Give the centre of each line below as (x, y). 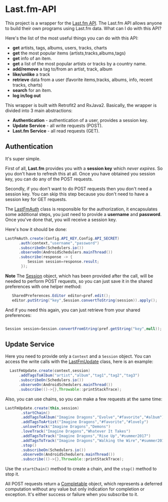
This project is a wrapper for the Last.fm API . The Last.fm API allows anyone (84, 23)
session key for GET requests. (36, 199)
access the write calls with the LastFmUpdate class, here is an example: (79, 361)
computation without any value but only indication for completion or (75, 489)
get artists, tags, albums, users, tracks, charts (60, 47)
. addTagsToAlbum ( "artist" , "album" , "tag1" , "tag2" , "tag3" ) (79, 375)
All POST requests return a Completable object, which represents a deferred (84, 484)
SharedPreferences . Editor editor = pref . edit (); (61, 295)
